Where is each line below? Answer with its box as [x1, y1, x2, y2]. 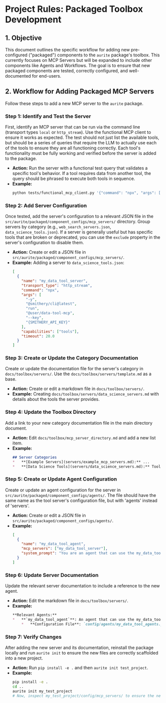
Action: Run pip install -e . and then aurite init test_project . [12, 665, 148, 671]
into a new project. [5, 655, 43, 661]
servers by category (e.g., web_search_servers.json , [5, 224, 111, 230]
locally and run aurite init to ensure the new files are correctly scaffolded [5, 650, 159, 656]
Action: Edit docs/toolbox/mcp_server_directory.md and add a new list [12, 435, 156, 440]
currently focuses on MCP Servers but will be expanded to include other [5, 57, 152, 63]
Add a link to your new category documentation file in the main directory [5, 420, 153, 426]
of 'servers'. [5, 503, 30, 509]
